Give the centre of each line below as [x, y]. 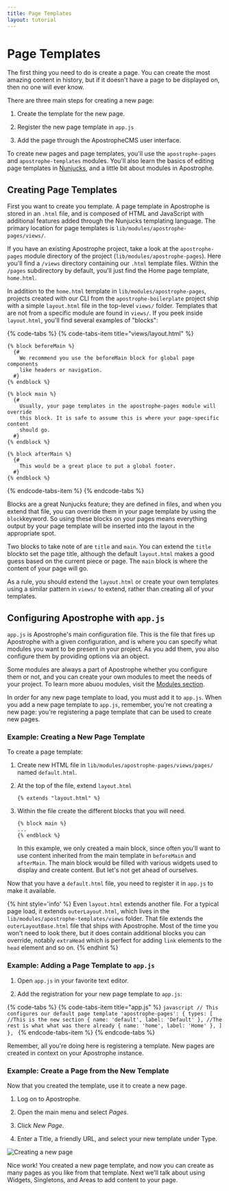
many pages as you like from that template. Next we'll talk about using [106, 1172]
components [23, 364]
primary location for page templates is [61, 228]
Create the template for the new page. [71, 114]
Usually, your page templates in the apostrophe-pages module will [118, 406]
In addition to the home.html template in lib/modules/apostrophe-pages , [107, 291]
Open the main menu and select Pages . [73, 1112]
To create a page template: [45, 752]
